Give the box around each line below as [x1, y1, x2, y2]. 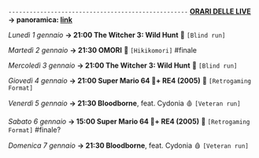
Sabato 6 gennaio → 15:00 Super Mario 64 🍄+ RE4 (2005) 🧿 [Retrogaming [8, 117, 250, 126]
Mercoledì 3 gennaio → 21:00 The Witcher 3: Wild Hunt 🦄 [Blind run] [8, 61, 238, 70]
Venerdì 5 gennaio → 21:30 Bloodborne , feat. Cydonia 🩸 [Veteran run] [8, 98, 242, 108]
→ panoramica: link [8, 15, 73, 24]
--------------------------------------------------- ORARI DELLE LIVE [8, 7, 251, 16]
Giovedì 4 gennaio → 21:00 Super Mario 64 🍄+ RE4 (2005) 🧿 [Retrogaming [8, 76, 252, 85]
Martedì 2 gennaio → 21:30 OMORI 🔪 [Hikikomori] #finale [8, 46, 197, 54]
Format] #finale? [8, 125, 61, 134]
